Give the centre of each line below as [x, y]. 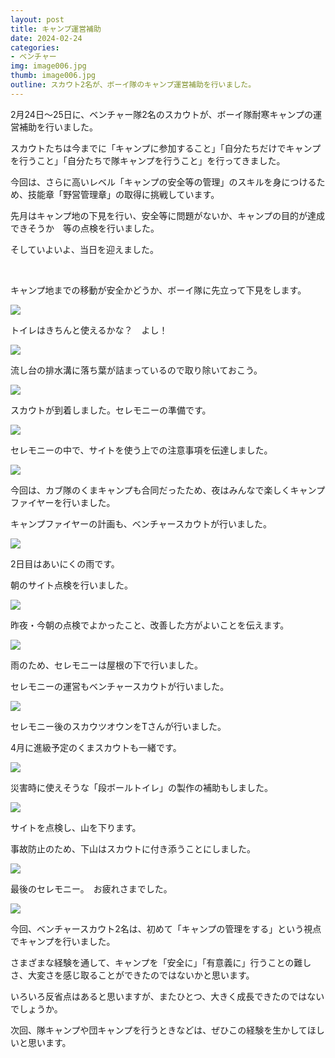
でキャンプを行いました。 [63, 941]
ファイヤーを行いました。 [63, 502]
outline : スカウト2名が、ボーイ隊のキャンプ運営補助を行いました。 [133, 85]
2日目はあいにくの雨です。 [65, 563]
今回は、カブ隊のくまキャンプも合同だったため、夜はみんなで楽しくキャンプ [168, 490]
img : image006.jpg [48, 66]
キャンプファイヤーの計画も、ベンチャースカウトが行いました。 [141, 523]
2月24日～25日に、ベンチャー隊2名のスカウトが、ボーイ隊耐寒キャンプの [162, 114]
